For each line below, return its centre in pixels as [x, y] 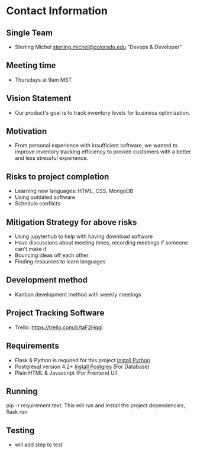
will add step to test [39, 445]
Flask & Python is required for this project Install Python [82, 360]
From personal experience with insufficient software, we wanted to [96, 146]
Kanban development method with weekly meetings [78, 294]
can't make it [30, 249]
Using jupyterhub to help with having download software [84, 236]
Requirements [33, 346]
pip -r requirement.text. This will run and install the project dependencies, [96, 405]
